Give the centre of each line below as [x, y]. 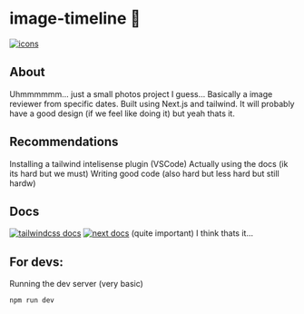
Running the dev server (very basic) [76, 284]
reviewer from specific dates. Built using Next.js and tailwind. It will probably [152, 103]
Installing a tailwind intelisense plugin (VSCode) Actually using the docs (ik [149, 163]
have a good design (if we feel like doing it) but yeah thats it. [123, 113]
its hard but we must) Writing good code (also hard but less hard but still [144, 173]
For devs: [36, 262]
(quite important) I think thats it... [192, 233]
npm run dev [32, 300]
